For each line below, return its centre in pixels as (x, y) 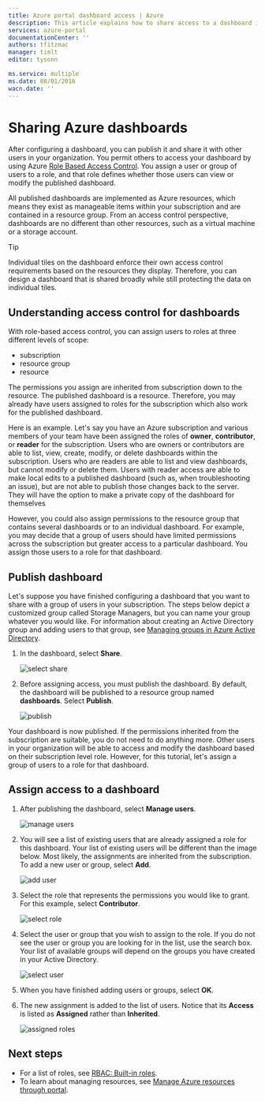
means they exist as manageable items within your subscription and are (125, 207)
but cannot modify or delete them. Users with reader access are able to (124, 470)
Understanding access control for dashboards (124, 312)
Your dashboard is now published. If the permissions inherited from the (123, 732)
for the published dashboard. (55, 412)
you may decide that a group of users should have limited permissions (122, 536)
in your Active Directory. (59, 959)
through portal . (44, 1089)
